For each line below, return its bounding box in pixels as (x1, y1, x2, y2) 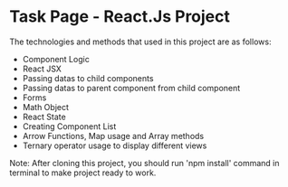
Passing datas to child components (22, 72, 154, 83)
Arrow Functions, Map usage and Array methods (22, 130, 205, 141)
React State (22, 111, 66, 122)
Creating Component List (22, 120, 117, 132)
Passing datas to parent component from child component (22, 82, 241, 93)
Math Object (22, 101, 70, 112)
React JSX (22, 63, 62, 74)
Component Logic (22, 53, 91, 64)
